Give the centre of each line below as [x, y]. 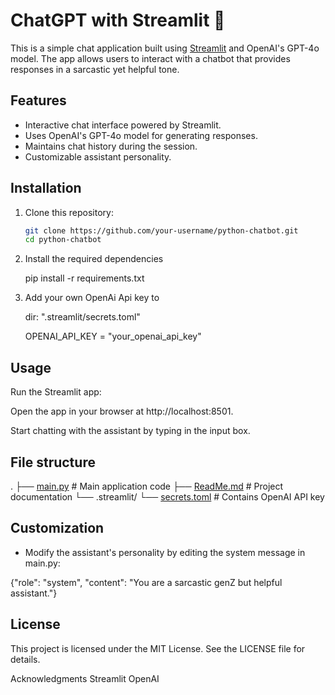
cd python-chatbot [63, 240]
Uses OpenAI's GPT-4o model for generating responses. [141, 135]
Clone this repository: [69, 212]
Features [38, 100]
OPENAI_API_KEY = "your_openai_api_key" [113, 336]
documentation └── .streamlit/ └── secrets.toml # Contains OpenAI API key [167, 496]
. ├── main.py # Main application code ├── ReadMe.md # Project [147, 486]
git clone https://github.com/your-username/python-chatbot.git [161, 230]
